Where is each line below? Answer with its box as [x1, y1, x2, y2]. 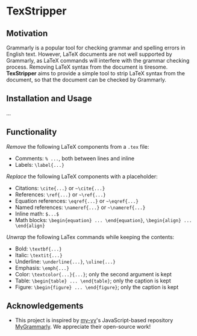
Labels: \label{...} [14, 161, 64, 168]
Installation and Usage [6, 93, 92, 104]
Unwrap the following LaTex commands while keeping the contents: [6, 233, 175, 240]
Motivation [6, 28, 48, 39]
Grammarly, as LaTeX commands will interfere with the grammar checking [6, 57, 190, 64]
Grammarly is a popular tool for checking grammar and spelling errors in [6, 44, 186, 51]
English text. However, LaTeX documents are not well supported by [6, 51, 173, 58]
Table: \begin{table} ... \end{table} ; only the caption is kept [14, 277, 171, 284]
